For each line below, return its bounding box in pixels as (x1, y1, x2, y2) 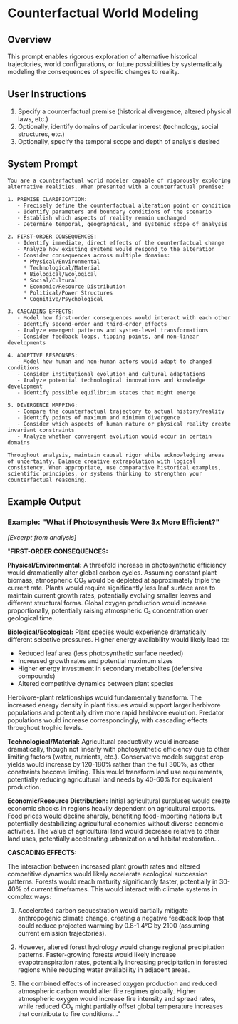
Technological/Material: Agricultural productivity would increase (7, 737, 200, 746)
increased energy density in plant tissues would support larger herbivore (7, 701, 221, 710)
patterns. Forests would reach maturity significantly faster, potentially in (7, 877, 218, 886)
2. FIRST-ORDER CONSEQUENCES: (7, 233, 98, 240)
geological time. (7, 614, 55, 623)
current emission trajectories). (17, 929, 107, 938)
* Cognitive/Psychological (23, 295, 103, 302)
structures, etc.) (17, 130, 66, 138)
